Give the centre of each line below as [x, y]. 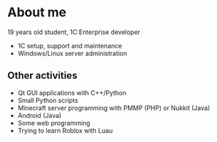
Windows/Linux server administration [72, 53]
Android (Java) [39, 115]
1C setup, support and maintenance [70, 45]
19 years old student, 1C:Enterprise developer [74, 32]
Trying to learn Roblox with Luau [65, 130]
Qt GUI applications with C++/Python [72, 92]
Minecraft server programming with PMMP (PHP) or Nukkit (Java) [114, 108]
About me [37, 12]
